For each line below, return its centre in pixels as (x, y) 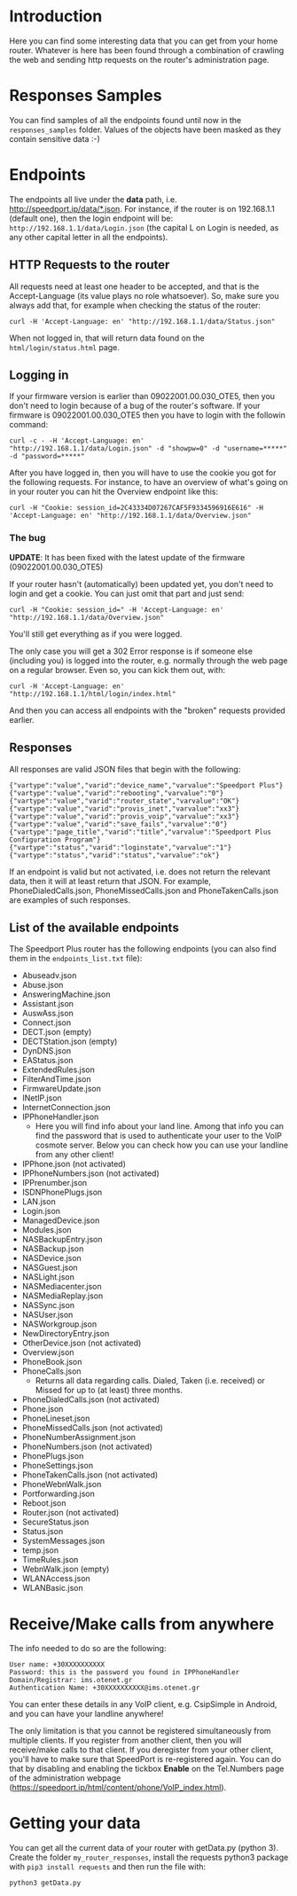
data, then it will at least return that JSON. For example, (110, 881)
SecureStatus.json (55, 1522)
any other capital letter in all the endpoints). (89, 237)
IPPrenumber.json (55, 1183)
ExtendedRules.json (59, 1069)
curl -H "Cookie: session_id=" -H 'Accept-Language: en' (117, 609)
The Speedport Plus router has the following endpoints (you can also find (143, 949)
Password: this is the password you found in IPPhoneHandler (125, 1673)
